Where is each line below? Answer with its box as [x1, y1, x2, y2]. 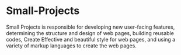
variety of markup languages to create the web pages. [6, 42, 137, 49]
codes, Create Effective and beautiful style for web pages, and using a [6, 36, 176, 43]
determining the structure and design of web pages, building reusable [6, 29, 174, 36]
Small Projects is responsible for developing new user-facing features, [6, 23, 175, 30]
